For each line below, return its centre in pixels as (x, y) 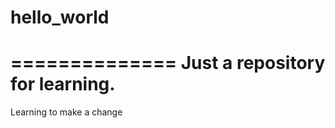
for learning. (63, 84)
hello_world (60, 17)
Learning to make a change (66, 112)
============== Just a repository (168, 63)
